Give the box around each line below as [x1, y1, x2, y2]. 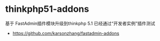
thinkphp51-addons [5, 3, 90, 15]
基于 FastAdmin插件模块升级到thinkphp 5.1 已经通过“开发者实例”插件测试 [5, 20, 155, 26]
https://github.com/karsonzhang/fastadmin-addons [12, 30, 120, 36]
